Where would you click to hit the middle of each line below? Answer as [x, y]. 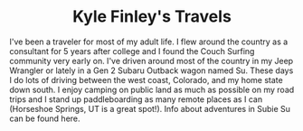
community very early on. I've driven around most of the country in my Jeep [151, 61]
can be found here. [45, 118]
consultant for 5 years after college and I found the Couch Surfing [132, 51]
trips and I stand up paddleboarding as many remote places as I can [136, 99]
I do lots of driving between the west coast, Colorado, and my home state [146, 80]
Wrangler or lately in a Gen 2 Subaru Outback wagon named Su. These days [151, 70]
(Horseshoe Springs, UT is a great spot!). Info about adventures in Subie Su [150, 108]
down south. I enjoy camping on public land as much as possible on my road [152, 89]
